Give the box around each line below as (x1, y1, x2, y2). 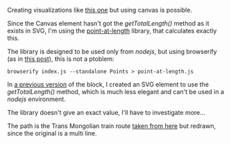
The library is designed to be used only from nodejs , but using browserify (7, 48, 217, 55)
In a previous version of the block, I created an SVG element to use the (7, 80, 209, 89)
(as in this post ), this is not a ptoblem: (7, 55, 114, 63)
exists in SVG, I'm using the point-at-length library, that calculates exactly (7, 27, 217, 35)
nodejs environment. (7, 95, 66, 103)
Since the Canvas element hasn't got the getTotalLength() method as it (7, 19, 209, 27)
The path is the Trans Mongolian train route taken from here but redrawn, (7, 122, 216, 130)
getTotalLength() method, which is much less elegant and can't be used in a (7, 88, 224, 96)
